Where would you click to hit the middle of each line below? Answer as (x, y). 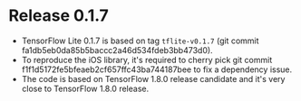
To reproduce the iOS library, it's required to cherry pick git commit (147, 60)
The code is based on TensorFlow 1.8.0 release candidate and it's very (153, 78)
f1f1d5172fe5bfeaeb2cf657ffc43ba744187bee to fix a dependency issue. (157, 69)
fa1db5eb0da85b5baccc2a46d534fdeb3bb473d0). (117, 50)
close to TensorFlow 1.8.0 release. (85, 88)
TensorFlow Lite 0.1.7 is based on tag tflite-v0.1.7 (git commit (140, 41)
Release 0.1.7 (59, 16)
